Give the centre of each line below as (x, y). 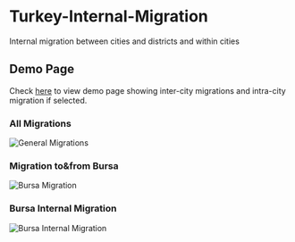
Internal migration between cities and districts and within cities (124, 41)
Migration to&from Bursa (64, 165)
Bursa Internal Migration (63, 209)
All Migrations (40, 123)
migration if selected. (48, 100)
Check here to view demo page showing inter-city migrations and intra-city (147, 90)
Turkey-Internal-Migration (109, 17)
